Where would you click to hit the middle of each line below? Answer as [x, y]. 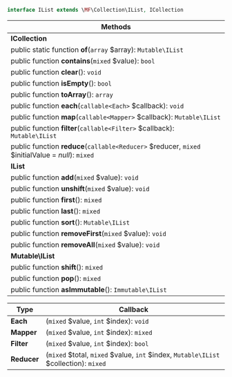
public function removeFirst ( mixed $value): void [89, 233]
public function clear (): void [56, 72]
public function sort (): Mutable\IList [70, 222]
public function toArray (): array [62, 95]
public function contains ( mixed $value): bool [83, 61]
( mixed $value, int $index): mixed [99, 332]
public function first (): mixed [56, 200]
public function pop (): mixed [56, 278]
